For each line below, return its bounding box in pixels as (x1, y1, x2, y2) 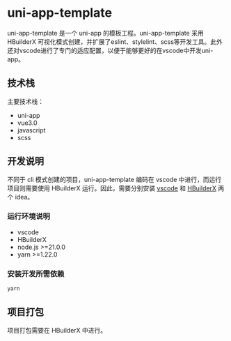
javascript (17, 126, 46, 134)
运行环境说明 (7, 211, 51, 221)
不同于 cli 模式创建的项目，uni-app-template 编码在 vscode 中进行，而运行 (7, 175, 221, 183)
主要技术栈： (7, 97, 44, 105)
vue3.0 (17, 119, 38, 127)
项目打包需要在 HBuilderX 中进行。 (7, 326, 107, 334)
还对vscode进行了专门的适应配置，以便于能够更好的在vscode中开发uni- (7, 46, 214, 54)
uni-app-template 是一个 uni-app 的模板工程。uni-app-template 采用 (7, 29, 204, 37)
